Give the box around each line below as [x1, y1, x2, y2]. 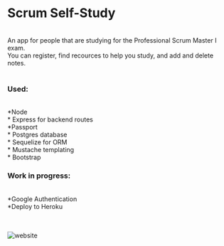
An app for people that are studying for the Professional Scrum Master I [7, 36, 217, 44]
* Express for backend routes [7, 115, 94, 124]
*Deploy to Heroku [7, 202, 63, 210]
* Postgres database [7, 130, 68, 139]
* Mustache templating [7, 146, 75, 154]
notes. [7, 58, 26, 67]
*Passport [7, 123, 38, 132]
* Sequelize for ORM [7, 138, 68, 146]
